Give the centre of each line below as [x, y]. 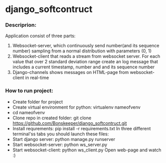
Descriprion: [21, 25]
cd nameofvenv [29, 112]
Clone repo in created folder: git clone [52, 118]
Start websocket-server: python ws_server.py [60, 144]
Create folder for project [37, 102]
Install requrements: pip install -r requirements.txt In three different [81, 128]
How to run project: [29, 91]
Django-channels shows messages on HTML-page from [71, 72]
